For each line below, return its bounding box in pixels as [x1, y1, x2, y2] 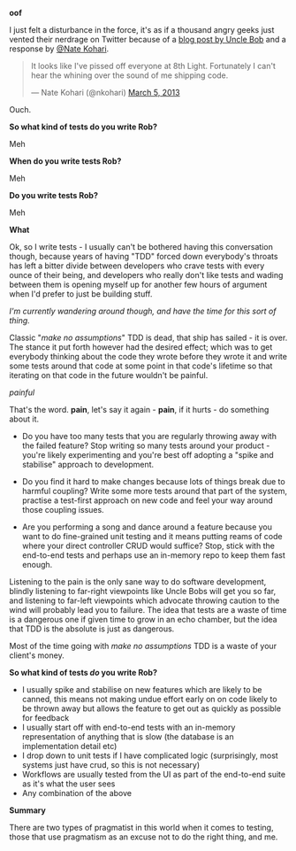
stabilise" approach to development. [21, 460, 155, 469]
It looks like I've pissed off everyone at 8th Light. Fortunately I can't [30, 61, 277, 71]
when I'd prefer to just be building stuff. [9, 289, 153, 299]
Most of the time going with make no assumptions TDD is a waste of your [9, 641, 277, 651]
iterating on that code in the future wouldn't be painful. [9, 370, 209, 380]
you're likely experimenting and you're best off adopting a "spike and [21, 450, 274, 460]
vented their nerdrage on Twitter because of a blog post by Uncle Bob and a [9, 35, 287, 44]
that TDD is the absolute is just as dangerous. [9, 623, 175, 634]
